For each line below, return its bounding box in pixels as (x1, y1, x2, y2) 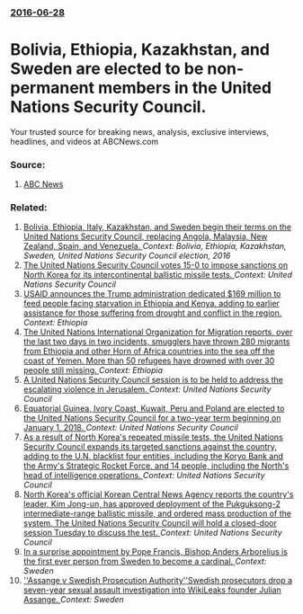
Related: (10, 201, 48, 214)
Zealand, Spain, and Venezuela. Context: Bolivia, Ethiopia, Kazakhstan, (22, 241, 287, 252)
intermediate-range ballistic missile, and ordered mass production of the (22, 508, 291, 519)
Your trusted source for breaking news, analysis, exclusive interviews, (10, 126, 269, 137)
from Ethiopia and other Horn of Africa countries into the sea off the (22, 346, 275, 357)
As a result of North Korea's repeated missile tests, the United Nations (22, 432, 284, 442)
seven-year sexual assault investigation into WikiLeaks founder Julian (22, 584, 281, 595)
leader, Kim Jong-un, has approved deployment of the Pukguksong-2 (22, 499, 281, 510)
